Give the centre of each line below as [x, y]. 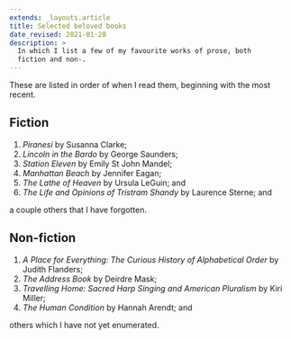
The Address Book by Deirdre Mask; [90, 279]
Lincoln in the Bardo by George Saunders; [100, 154]
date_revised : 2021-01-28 [58, 34]
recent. [23, 94]
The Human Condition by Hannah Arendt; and [107, 308]
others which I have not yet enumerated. [84, 325]
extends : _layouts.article [60, 18]
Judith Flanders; [53, 269]
